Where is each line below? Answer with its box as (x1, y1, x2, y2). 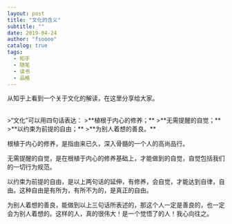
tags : (7, 49, 23, 56)
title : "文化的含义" (7, 17, 61, 24)
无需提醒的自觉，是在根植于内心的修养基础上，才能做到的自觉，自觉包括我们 (7, 154, 225, 162)
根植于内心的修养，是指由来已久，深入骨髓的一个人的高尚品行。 (7, 140, 188, 148)
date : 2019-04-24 (7, 29, 57, 37)
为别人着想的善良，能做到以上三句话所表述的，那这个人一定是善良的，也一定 (7, 201, 225, 209)
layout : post (7, 10, 45, 17)
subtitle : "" (7, 23, 45, 30)
